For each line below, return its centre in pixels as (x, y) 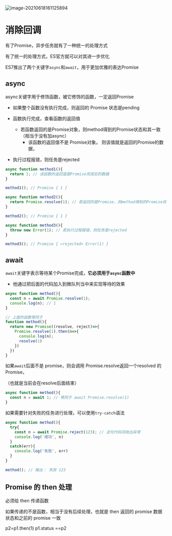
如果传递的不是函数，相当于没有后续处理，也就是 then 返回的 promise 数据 (84, 511)
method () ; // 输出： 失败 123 (36, 470)
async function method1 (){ (34, 169)
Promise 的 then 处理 (39, 487)
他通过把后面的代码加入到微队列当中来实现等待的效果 (69, 284)
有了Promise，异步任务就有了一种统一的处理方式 (57, 45)
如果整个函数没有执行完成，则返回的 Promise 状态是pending (76, 107)
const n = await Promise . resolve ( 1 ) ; (50, 298)
